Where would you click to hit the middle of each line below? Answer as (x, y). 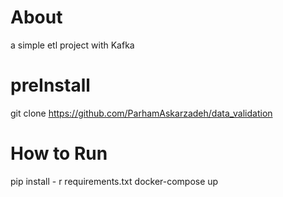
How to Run (59, 153)
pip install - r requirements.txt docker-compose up (114, 181)
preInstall (50, 85)
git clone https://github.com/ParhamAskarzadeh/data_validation (141, 113)
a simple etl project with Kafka (72, 45)
